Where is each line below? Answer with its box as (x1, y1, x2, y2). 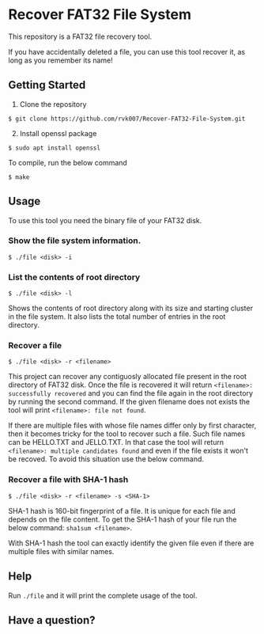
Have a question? (8, 613, 96, 627)
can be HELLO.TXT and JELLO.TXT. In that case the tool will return (8, 438, 224, 447)
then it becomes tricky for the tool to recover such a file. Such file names (8, 429, 246, 438)
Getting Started (8, 78, 86, 92)
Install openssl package (19, 128, 97, 138)
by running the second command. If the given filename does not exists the (8, 397, 251, 407)
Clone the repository (19, 99, 87, 108)
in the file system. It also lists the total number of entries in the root (8, 312, 226, 321)
